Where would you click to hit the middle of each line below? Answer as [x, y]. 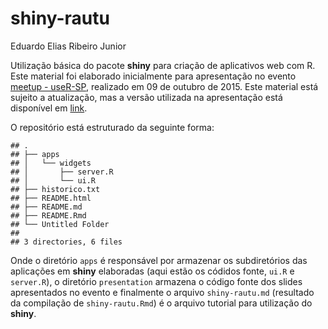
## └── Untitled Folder [60, 224]
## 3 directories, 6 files [66, 242]
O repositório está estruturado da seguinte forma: [112, 127]
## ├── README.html [51, 198]
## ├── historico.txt [55, 189]
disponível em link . [49, 108]
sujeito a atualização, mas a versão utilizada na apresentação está [146, 97]
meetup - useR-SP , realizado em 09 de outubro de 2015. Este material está [164, 86]
